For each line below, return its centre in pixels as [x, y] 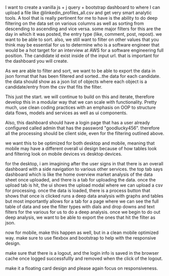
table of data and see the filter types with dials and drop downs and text [80, 206]
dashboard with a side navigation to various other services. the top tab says [84, 169]
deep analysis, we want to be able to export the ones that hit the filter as [80, 217]
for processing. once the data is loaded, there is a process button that [78, 191]
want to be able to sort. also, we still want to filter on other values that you [82, 39]
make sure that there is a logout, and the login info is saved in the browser [82, 253]
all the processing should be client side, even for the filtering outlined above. [85, 133]
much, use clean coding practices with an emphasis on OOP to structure [80, 107]
